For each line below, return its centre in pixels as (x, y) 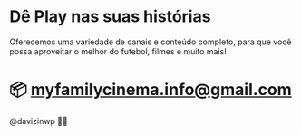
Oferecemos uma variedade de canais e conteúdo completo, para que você (150, 42)
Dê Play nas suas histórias (110, 17)
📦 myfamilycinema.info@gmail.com (150, 90)
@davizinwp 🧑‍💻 (39, 121)
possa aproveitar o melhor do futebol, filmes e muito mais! (118, 51)
